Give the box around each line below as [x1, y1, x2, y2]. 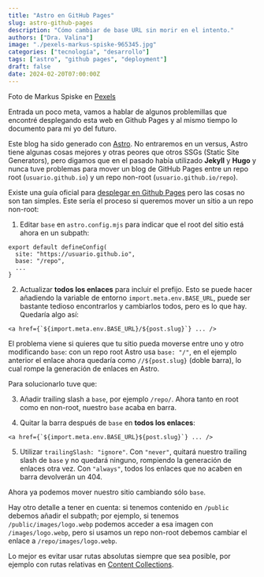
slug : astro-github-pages [8, 19, 93, 27]
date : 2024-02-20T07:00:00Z [8, 70, 101, 78]
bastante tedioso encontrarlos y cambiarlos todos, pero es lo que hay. [19, 301, 247, 311]
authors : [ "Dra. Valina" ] [8, 33, 93, 42]
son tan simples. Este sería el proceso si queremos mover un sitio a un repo [8, 196, 254, 205]
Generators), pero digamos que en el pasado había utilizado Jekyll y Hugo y [8, 155, 257, 165]
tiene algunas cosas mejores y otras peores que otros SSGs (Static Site [8, 147, 240, 157]
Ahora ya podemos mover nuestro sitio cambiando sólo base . [8, 487, 206, 497]
